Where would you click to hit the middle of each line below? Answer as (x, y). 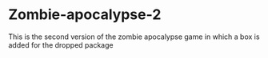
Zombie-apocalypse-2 (85, 15)
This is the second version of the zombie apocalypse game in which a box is (134, 37)
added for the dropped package (61, 44)
